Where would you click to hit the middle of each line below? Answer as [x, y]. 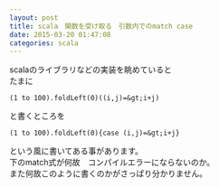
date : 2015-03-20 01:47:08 [60, 34]
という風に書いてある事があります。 [76, 151]
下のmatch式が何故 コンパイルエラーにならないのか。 [112, 163]
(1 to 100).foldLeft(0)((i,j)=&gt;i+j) [85, 98]
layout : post [34, 18]
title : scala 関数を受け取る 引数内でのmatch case [101, 26]
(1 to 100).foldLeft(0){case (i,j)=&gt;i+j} [95, 133]
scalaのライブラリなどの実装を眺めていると [90, 70]
